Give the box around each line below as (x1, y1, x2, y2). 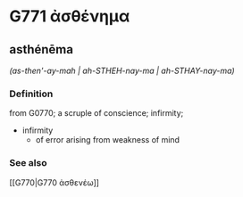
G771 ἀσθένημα (9, 6, 130, 27)
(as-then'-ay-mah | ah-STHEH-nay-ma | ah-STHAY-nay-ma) (9, 65, 235, 76)
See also (9, 157, 47, 169)
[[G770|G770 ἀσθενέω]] (9, 176, 100, 188)
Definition (9, 87, 54, 100)
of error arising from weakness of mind (35, 135, 180, 145)
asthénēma (9, 42, 74, 57)
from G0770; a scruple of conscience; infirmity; (9, 108, 184, 119)
